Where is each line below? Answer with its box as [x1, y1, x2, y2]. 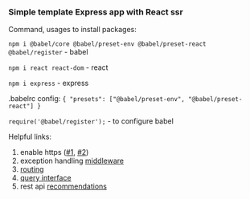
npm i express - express [8, 79, 89, 88]
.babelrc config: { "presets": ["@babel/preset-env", [8, 94, 185, 104]
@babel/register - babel [8, 47, 88, 57]
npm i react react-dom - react [8, 63, 109, 72]
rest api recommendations [19, 181, 107, 191]
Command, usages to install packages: [8, 25, 137, 35]
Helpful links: [8, 132, 52, 142]
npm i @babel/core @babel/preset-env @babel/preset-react [8, 40, 207, 48]
